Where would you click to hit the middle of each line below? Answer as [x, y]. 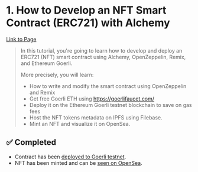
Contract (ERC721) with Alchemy [88, 23]
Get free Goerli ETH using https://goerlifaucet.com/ [92, 99]
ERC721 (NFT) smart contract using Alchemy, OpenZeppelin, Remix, [103, 57]
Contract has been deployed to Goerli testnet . [70, 157]
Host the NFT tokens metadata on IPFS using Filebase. [96, 117]
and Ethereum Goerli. [46, 63]
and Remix [42, 92]
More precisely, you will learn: [57, 74]
